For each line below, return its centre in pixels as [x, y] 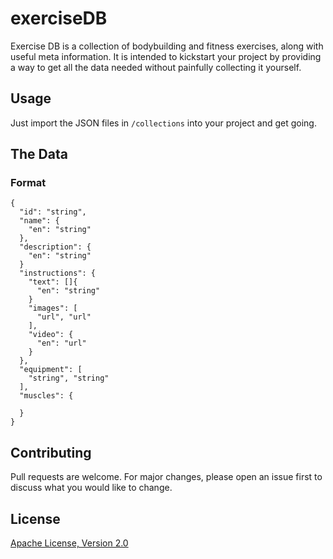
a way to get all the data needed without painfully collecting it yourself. [156, 67]
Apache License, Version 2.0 [69, 543]
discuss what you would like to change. [91, 488]
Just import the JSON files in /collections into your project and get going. [163, 123]
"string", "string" [69, 378]
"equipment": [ [51, 370]
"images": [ [53, 308]
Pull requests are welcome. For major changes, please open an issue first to [166, 477]
